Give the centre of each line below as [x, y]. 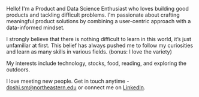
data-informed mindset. [35, 27]
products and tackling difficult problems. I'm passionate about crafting [93, 15]
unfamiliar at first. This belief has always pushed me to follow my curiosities [100, 45]
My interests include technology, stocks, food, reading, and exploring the [97, 63]
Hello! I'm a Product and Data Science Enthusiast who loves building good [97, 9]
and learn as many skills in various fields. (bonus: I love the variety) [89, 52]
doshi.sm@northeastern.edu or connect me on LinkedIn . [76, 87]
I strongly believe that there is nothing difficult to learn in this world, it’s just [99, 39]
